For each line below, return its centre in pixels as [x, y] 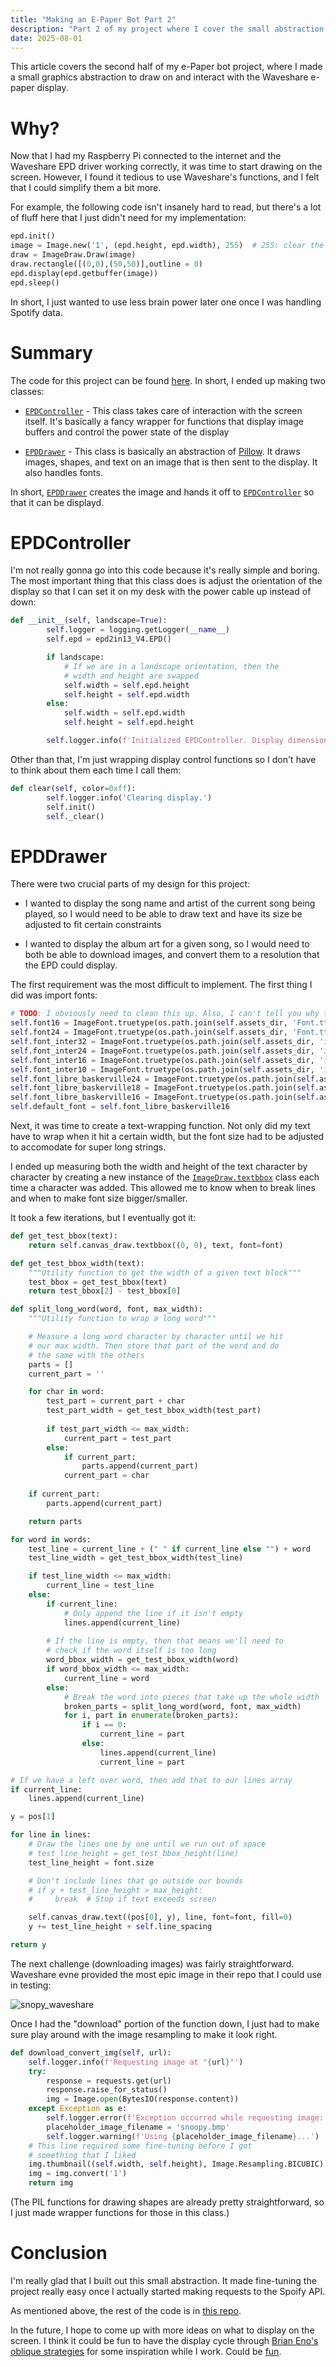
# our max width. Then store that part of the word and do [154, 1346]
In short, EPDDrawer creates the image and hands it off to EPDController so [162, 492]
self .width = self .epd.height [126, 685]
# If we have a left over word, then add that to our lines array [151, 1780]
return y [28, 1945]
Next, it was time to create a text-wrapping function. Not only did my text [160, 1125]
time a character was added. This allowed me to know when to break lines [163, 1187]
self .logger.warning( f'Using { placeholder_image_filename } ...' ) [183, 2136]
